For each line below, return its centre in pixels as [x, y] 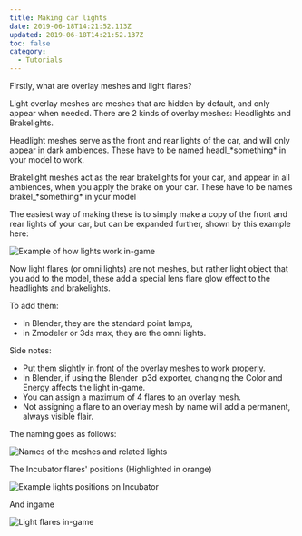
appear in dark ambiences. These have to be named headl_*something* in [148, 150]
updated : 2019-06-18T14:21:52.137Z [77, 35]
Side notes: [30, 350]
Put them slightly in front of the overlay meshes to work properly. [144, 368]
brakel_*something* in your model [73, 197]
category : [28, 52]
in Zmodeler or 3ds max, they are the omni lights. [114, 333]
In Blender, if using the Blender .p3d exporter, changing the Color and [152, 377]
